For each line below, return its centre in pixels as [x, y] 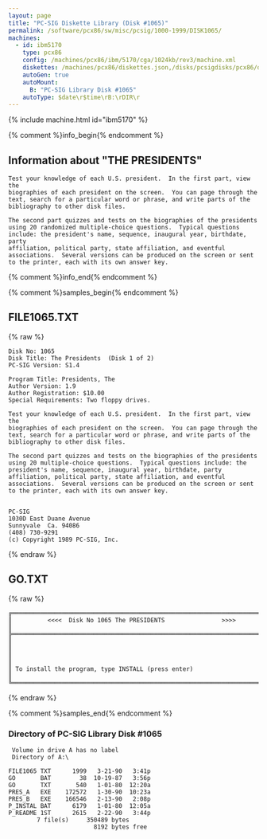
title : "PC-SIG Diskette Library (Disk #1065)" [89, 23]
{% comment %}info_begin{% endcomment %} [86, 135]
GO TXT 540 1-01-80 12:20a [79, 785]
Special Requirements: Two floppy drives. [79, 400]
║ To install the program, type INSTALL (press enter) [101, 669]
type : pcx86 [42, 53]
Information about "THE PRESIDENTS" [105, 160]
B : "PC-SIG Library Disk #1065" [83, 90]
